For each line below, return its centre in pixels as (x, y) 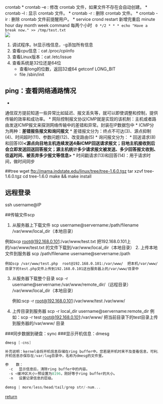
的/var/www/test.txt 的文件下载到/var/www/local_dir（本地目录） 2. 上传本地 (81, 247)
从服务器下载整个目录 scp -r (40, 278)
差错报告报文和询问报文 (45, 131)
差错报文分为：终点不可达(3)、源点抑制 (112, 131)
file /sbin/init (32, 74)
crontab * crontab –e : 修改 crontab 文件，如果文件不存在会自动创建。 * (76, 7)
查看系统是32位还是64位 (37, 63)
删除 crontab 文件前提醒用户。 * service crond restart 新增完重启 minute (83, 19)
